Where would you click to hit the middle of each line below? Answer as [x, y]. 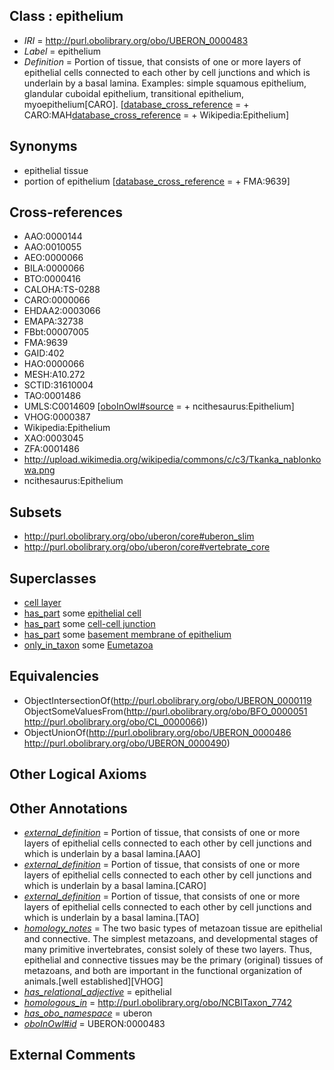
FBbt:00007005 [56, 332]
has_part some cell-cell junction [89, 624]
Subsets [35, 512]
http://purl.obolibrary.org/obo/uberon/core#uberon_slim [139, 536]
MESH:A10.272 [54, 375]
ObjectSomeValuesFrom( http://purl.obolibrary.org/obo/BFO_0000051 [165, 711]
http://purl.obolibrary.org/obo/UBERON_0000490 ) [127, 743]
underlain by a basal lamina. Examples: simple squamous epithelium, [165, 83]
